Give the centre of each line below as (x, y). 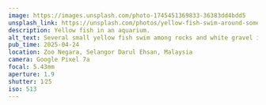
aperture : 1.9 (32, 74)
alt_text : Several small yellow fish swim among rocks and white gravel (131, 37)
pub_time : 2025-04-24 (44, 45)
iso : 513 (23, 89)
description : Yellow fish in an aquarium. (79, 30)
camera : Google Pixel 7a (49, 60)
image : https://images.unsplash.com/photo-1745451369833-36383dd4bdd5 (127, 15)
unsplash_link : (33, 23)
